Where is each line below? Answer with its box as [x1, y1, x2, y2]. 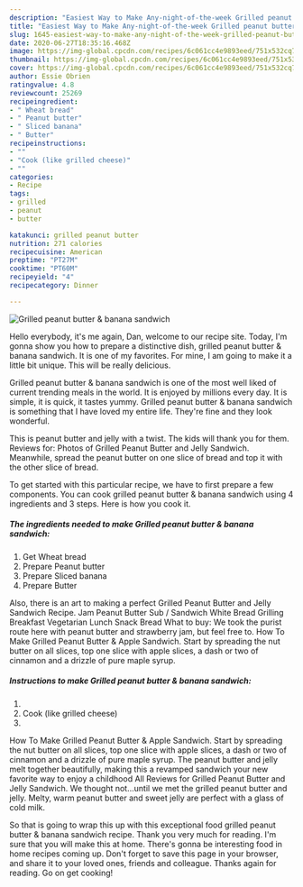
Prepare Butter [22, 580, 78, 590]
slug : [9, 30, 30, 39]
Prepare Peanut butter [22, 561, 106, 572]
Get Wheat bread [22, 551, 87, 562]
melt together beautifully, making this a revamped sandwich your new [9, 764, 269, 774]
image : [9, 47, 34, 56]
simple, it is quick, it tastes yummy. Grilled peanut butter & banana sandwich [9, 396, 293, 407]
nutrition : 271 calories [9, 239, 103, 248]
